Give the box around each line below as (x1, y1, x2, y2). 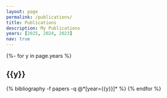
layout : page (6, 8, 38, 15)
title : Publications (6, 19, 57, 25)
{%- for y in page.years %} (6, 53, 72, 59)
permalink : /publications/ (6, 14, 73, 20)
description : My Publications (6, 25, 81, 31)
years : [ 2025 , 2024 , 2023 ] (6, 31, 73, 37)
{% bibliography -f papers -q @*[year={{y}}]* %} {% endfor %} (6, 85, 162, 92)
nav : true (6, 36, 31, 42)
